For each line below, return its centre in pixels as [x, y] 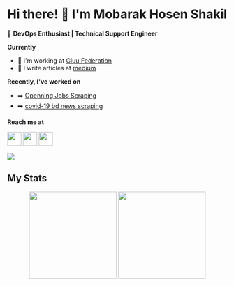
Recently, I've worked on [44, 81]
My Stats [27, 178]
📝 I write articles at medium [57, 68]
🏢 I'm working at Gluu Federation [65, 60]
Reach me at [25, 122]
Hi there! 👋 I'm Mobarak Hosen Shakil [117, 14]
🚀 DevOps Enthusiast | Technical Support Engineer [83, 33]
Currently [22, 47]
